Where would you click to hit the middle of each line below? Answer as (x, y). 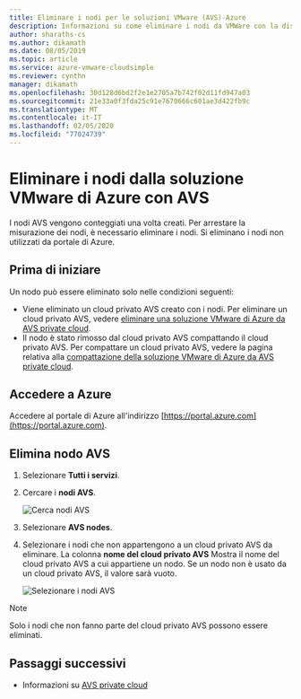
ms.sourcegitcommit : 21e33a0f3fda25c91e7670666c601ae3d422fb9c (130, 101)
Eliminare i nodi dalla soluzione (127, 179)
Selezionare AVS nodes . (67, 528)
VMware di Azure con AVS (109, 198)
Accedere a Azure (60, 394)
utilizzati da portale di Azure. (62, 241)
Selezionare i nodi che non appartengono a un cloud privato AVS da (147, 545)
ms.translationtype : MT (54, 109)
